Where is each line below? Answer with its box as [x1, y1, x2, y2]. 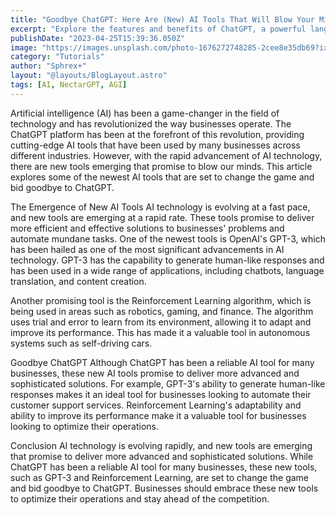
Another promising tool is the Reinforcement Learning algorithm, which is [10, 294, 312, 306]
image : [10, 42, 38, 53]
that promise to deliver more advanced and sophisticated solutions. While [10, 450, 314, 462]
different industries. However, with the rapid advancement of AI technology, [10, 149, 323, 161]
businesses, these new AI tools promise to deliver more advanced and [10, 367, 300, 379]
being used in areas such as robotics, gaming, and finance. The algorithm [10, 305, 314, 317]
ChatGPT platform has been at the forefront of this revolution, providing [10, 128, 305, 140]
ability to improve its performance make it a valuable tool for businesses [10, 409, 307, 421]
